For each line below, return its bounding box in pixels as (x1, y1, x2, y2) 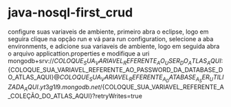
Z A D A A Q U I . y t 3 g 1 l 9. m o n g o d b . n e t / (8, 82, 102, 93)
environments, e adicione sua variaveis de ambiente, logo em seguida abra (8, 42, 220, 50)
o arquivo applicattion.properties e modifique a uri (8, 49, 150, 58)
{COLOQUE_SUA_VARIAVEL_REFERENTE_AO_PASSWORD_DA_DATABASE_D (8, 65, 223, 73)
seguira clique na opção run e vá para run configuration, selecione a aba (8, 34, 214, 43)
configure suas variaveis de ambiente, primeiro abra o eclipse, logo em (8, 27, 209, 36)
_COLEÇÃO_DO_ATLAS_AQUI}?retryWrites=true (8, 91, 143, 100)
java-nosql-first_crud (8, 5, 133, 21)
